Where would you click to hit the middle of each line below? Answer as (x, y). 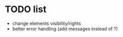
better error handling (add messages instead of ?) (65, 28)
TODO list (26, 9)
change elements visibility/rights (47, 23)
